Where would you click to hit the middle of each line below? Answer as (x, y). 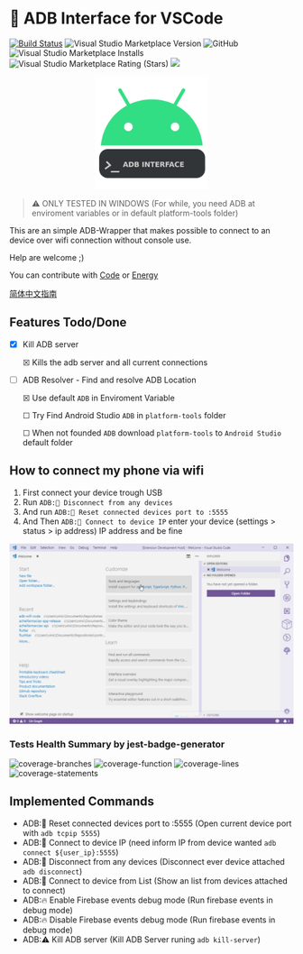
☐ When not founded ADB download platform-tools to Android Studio (152, 433)
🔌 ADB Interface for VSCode (116, 18)
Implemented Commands (82, 802)
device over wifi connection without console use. (101, 240)
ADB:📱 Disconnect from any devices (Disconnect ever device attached (154, 861)
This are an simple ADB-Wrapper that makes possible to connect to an (140, 230)
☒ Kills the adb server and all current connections (115, 362)
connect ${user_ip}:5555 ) (70, 852)
